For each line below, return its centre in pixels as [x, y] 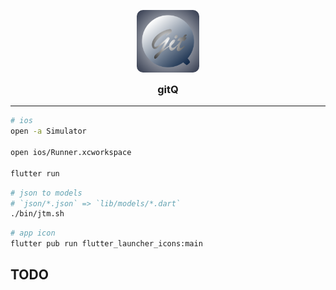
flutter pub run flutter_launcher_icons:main [106, 244]
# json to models [46, 193]
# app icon [33, 233]
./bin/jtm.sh [37, 214]
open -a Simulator [48, 131]
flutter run [35, 173]
